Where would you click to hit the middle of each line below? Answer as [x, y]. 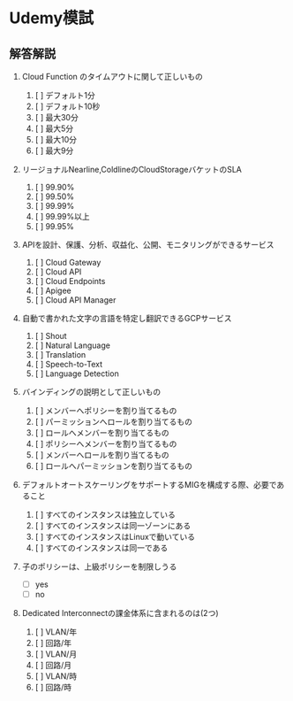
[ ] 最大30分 [57, 117]
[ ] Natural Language [72, 345]
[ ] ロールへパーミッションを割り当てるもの [113, 466]
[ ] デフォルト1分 [65, 95]
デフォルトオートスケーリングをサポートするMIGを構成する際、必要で [149, 485]
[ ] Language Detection [77, 374]
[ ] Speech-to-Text [69, 364]
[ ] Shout [51, 336]
